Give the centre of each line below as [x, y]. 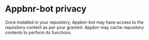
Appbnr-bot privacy [46, 9]
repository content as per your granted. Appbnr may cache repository [74, 27]
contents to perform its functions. [38, 32]
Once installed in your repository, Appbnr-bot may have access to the [74, 22]
